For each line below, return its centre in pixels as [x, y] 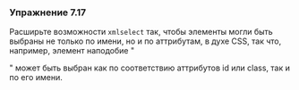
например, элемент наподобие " [72, 51]
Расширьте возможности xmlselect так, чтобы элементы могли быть [141, 32]
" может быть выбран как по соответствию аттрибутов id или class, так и [150, 68]
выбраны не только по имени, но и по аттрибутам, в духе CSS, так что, [145, 41]
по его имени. [36, 78]
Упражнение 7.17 [48, 12]
